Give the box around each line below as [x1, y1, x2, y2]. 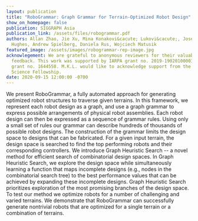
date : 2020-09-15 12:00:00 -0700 [6, 74, 88, 80]
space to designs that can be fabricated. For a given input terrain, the [6, 134, 174, 141]
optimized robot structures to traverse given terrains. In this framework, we [6, 97, 189, 104]
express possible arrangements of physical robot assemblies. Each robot [6, 110, 183, 117]
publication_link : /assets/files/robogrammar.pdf [6, 31, 131, 37]
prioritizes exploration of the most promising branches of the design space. [6, 184, 190, 192]
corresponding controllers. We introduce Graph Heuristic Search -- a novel [6, 147, 188, 154]
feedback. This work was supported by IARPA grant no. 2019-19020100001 [11, 58, 194, 64]
